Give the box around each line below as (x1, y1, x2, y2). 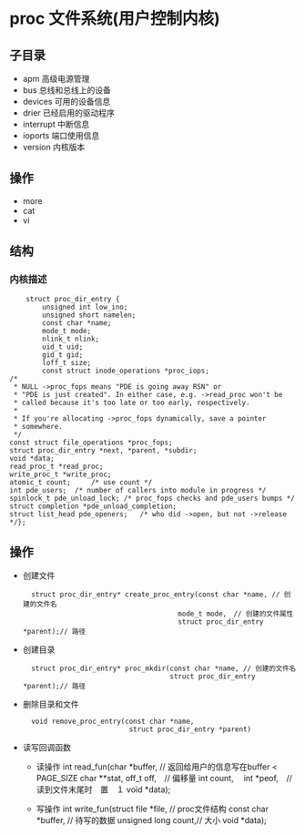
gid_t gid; (42, 350, 84, 360)
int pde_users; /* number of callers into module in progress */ (9, 485, 267, 494)
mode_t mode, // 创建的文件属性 (177, 609, 294, 619)
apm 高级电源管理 (22, 74, 90, 84)
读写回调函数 (22, 742, 71, 753)
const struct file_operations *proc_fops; (9, 438, 173, 447)
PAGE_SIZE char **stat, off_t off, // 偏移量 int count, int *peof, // (36, 773, 293, 784)
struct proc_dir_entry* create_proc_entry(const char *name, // (31, 590, 280, 599)
